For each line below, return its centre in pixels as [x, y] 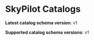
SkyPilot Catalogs [43, 9]
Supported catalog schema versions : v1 [47, 32]
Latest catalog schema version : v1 [41, 23]
